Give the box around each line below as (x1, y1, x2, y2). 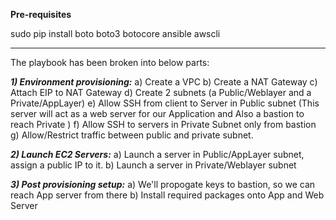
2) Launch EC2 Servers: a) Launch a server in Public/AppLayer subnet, (10, 149, 305, 160)
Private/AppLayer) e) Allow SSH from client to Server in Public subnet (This (10, 97, 320, 109)
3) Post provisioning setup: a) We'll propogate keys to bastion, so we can (10, 179, 316, 190)
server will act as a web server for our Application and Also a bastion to (10, 108, 305, 119)
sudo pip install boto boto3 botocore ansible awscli (10, 28, 221, 39)
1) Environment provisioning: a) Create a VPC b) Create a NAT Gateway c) (10, 76, 318, 88)
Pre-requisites (10, 9, 72, 20)
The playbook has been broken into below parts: (10, 57, 210, 68)
